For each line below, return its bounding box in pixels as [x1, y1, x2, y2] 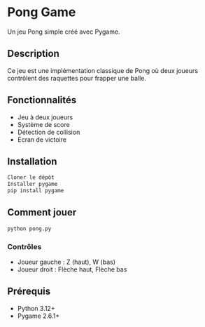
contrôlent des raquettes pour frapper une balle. [7, 74, 147, 82]
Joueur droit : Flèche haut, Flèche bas [17, 265, 127, 274]
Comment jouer [7, 206, 77, 218]
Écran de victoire [17, 135, 66, 144]
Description [7, 48, 59, 60]
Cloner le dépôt [7, 174, 55, 181]
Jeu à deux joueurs [17, 113, 73, 121]
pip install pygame [7, 187, 64, 194]
